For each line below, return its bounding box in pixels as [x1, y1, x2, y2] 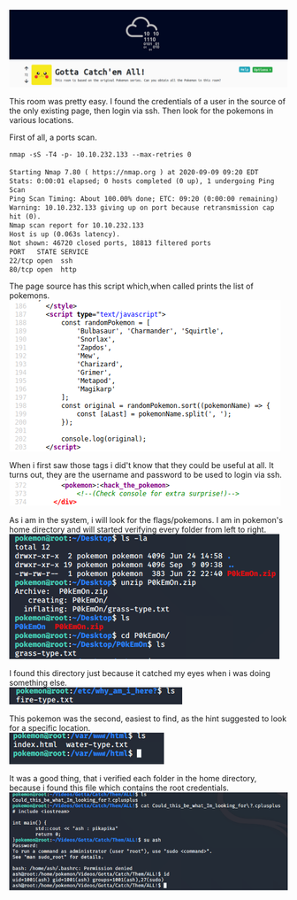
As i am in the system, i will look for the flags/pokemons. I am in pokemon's [9, 514, 284, 525]
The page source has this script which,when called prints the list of [9, 281, 254, 291]
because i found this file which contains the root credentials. [9, 782, 230, 793]
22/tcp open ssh [9, 256, 73, 265]
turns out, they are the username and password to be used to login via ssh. [9, 469, 283, 480]
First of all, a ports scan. [9, 132, 97, 142]
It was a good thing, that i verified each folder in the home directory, [9, 773, 257, 783]
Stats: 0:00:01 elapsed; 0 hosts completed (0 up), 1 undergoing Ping [9, 176, 275, 186]
